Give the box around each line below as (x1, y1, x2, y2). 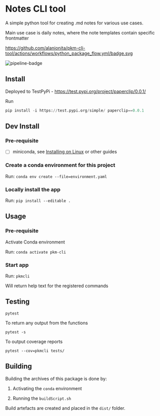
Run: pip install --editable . (5, 197, 71, 203)
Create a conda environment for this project (5, 162, 116, 169)
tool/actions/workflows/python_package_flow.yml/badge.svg (5, 50, 133, 56)
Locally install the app (5, 186, 61, 193)
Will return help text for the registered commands (5, 283, 108, 289)
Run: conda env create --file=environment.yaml (5, 173, 107, 179)
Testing (5, 297, 30, 306)
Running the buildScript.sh (12, 395, 72, 401)
